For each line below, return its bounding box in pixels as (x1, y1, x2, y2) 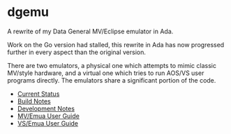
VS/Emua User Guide (17, 119, 79, 127)
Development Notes (17, 104, 75, 112)
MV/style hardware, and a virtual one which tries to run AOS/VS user (7, 69, 204, 77)
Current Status (17, 90, 60, 98)
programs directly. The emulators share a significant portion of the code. (7, 76, 216, 84)
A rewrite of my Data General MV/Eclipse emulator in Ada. (7, 27, 174, 35)
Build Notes (17, 97, 51, 105)
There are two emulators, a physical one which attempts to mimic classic (7, 61, 216, 69)
